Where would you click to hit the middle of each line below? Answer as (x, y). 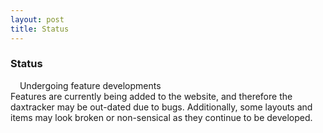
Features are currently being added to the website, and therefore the (151, 96)
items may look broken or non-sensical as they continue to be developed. (161, 117)
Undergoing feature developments (90, 85)
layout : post (37, 19)
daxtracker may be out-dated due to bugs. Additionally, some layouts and (161, 107)
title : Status (40, 29)
